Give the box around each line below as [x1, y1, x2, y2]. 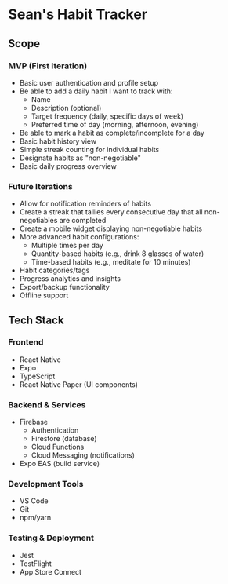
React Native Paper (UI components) [19, 379, 139, 389]
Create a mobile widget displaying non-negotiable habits [19, 224, 203, 233]
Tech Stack [8, 313, 64, 327]
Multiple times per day [31, 241, 103, 250]
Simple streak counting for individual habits [19, 144, 160, 154]
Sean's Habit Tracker [8, 5, 147, 24]
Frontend [8, 337, 44, 348]
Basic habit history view [19, 136, 96, 146]
